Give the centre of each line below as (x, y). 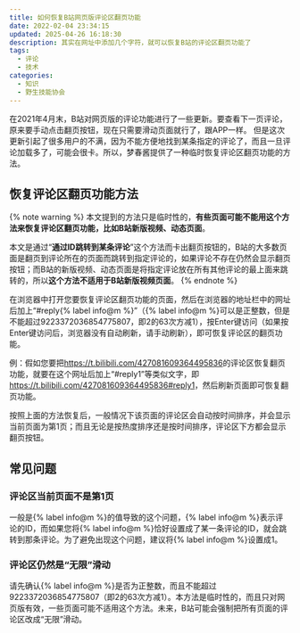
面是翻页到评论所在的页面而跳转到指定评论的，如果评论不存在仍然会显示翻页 (150, 259)
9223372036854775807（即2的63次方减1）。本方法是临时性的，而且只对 (143, 597)
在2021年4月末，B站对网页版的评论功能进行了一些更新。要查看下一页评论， (148, 119)
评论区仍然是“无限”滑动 (60, 564)
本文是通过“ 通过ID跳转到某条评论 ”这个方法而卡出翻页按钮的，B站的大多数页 (148, 247)
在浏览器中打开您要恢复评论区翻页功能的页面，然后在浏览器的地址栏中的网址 (150, 300)
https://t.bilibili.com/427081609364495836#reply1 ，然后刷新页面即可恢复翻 (149, 385)
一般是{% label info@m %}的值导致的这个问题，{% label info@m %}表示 (142, 517)
